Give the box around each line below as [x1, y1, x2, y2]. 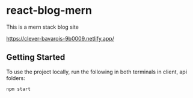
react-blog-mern [6, 4, 92, 17]
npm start [6, 86, 31, 92]
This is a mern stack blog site [6, 23, 79, 30]
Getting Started [6, 52, 66, 63]
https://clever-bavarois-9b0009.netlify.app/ [6, 35, 114, 42]
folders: [6, 74, 25, 81]
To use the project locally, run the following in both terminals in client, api [6, 68, 188, 75]
